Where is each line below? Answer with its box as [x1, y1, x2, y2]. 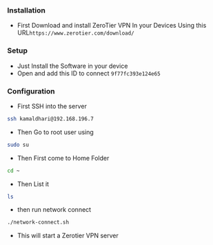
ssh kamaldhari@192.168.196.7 [7, 115, 94, 122]
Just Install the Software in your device [17, 62, 128, 70]
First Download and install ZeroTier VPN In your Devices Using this [17, 21, 207, 30]
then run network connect [17, 206, 92, 214]
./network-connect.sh [7, 219, 70, 226]
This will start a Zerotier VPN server [17, 231, 119, 240]
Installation [7, 6, 46, 15]
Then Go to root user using [17, 127, 94, 136]
